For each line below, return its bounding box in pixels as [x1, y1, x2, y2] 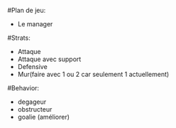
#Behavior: [7, 84, 40, 92]
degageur [17, 97, 47, 106]
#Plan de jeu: [7, 6, 46, 14]
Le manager [17, 20, 53, 28]
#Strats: [7, 33, 31, 42]
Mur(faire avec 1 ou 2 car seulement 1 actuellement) [17, 70, 170, 78]
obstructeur [17, 105, 53, 113]
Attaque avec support [17, 55, 82, 63]
